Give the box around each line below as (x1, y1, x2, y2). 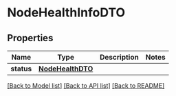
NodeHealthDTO (38, 64, 93, 73)
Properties (7, 32, 54, 44)
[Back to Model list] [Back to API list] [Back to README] (7, 82, 165, 90)
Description (99, 53, 139, 62)
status (10, 64, 32, 73)
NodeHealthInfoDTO (7, 5, 126, 21)
